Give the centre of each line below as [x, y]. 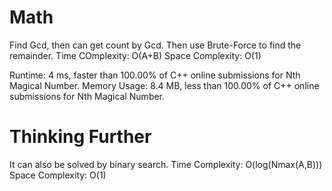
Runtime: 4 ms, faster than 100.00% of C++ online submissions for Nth [155, 75]
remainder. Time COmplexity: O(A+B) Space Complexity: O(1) [135, 55]
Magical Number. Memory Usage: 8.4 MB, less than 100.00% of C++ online [164, 85]
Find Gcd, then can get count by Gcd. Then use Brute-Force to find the [155, 45]
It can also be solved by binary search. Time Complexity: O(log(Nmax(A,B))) [166, 164]
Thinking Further [80, 137]
